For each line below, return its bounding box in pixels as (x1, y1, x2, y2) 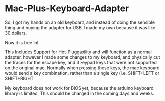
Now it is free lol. (5, 39, 40, 45)
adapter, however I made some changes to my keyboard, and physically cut (5, 54, 160, 60)
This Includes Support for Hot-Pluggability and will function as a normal (5, 49, 152, 55)
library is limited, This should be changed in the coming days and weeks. (5, 90, 154, 96)
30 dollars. (5, 30, 27, 36)
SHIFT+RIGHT (5, 75, 34, 81)
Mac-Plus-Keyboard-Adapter (5, 3, 129, 14)
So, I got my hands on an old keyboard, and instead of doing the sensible (5, 19, 155, 25)
